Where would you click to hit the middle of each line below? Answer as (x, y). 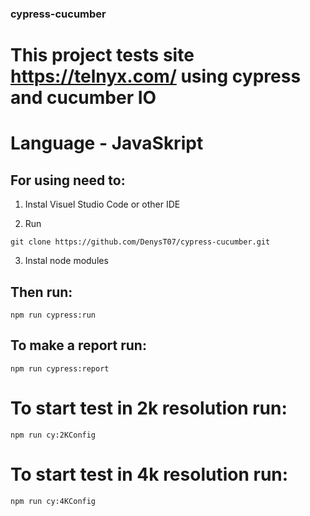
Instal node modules (66, 261)
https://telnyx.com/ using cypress (156, 76)
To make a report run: (78, 345)
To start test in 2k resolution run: (149, 408)
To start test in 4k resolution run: (149, 474)
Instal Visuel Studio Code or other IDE (102, 204)
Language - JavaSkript (107, 143)
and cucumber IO (83, 98)
